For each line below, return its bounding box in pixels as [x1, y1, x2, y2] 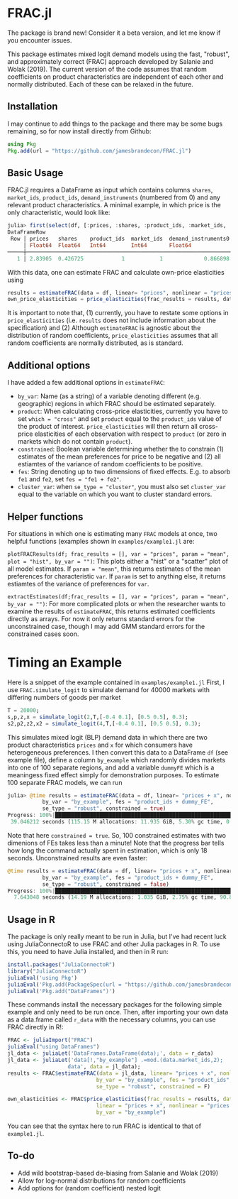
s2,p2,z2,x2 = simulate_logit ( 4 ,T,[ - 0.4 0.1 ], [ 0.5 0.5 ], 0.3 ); [7, 720, 201, 727]
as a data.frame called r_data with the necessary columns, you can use [7, 1015, 216, 1024]
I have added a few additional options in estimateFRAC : [7, 378, 165, 387]
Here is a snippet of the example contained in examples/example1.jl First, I [7, 678, 225, 686]
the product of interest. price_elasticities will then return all [17, 422, 198, 431]
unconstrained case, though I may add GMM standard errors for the [7, 622, 205, 630]
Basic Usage [7, 167, 64, 179]
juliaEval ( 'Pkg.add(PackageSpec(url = [7, 981, 122, 988]
